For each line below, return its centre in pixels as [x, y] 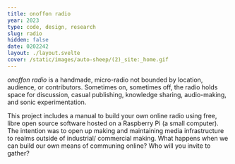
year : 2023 [23, 20]
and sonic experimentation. [47, 102]
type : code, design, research [52, 27]
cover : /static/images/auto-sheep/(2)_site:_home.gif [88, 60]
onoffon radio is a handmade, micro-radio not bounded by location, [105, 80]
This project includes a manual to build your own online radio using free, [112, 115]
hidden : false [28, 40]
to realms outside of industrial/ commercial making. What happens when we [118, 138]
